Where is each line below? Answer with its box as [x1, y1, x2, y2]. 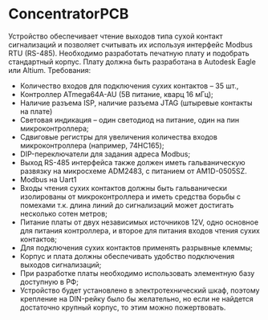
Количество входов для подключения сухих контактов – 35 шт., [19, 81, 239, 91]
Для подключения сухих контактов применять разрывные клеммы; [19, 242, 253, 253]
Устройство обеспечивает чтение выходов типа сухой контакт [8, 31, 223, 41]
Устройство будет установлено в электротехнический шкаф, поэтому [19, 286, 260, 295]
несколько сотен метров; [19, 209, 108, 218]
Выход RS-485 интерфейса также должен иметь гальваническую [19, 157, 246, 167]
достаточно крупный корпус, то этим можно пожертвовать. [19, 302, 226, 312]
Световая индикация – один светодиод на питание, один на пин [19, 115, 240, 124]
